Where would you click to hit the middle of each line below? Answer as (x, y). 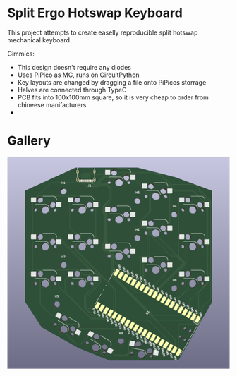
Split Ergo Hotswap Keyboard (95, 13)
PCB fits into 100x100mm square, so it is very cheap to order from (113, 97)
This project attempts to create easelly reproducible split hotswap (103, 32)
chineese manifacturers (52, 104)
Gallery (29, 141)
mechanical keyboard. (39, 40)
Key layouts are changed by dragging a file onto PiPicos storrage (112, 82)
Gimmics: (21, 54)
